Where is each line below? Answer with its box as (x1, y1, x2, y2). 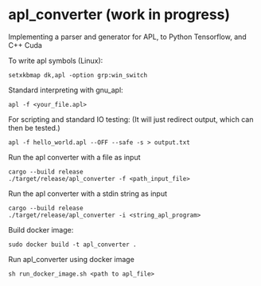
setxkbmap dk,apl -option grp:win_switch (8, 71, 148, 79)
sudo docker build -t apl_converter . (8, 241, 137, 249)
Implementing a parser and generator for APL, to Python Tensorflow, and (8, 32, 247, 41)
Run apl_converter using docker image (8, 254, 135, 264)
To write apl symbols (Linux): (8, 56, 103, 65)
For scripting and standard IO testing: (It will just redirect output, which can (8, 114, 254, 124)
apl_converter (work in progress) (8, 6, 231, 24)
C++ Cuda (8, 40, 42, 49)
